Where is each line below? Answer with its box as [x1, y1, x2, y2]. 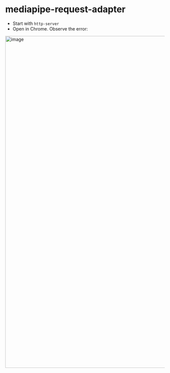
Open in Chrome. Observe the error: [12, 25, 88, 32]
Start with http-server [12, 20, 59, 26]
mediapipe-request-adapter [5, 4, 125, 15]
